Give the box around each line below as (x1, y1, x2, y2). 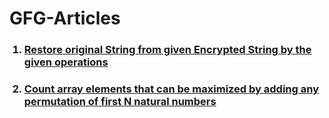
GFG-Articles (9, 7, 121, 30)
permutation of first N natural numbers (23, 95, 217, 109)
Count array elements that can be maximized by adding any (23, 82, 319, 96)
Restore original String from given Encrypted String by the (23, 43, 312, 57)
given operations (23, 55, 109, 69)
